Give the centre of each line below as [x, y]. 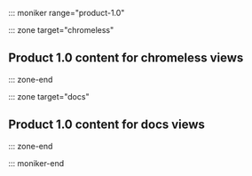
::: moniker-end [36, 163]
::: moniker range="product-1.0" [67, 13]
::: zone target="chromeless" [61, 30]
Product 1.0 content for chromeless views [126, 58]
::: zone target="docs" [49, 96]
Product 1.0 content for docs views [107, 125]
